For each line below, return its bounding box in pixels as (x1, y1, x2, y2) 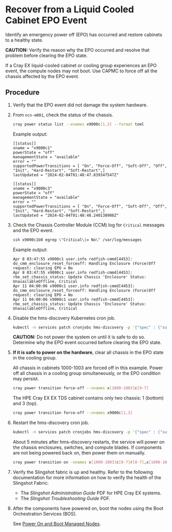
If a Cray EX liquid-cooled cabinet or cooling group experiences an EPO (5, 62, 157, 68)
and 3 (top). (12, 401, 38, 407)
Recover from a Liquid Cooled (5, 4, 135, 15)
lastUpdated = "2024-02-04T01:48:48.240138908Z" (12, 213, 119, 218)
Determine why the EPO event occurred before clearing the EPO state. (12, 339, 162, 346)
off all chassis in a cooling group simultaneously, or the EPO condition (12, 370, 161, 376)
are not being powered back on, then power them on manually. (12, 450, 146, 455)
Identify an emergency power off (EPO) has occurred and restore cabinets (5, 31, 163, 37)
